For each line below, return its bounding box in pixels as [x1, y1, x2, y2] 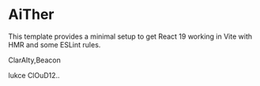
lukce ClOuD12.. [8, 70, 61, 80]
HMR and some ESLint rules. [8, 39, 101, 49]
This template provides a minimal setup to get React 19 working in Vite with [8, 32, 253, 41]
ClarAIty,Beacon [8, 55, 61, 65]
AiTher [8, 6, 55, 24]
